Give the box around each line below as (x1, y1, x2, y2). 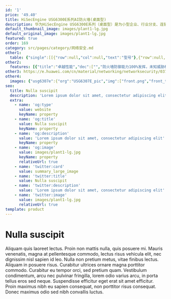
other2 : (5, 60, 22, 65)
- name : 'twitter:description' (14, 183, 81, 188)
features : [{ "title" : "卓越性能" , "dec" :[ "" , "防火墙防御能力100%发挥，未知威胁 (10, 64, 165, 69)
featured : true (5, 36, 38, 41)
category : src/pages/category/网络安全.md (5, 45, 94, 51)
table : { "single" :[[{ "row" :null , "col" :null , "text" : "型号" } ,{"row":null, (10, 55, 166, 60)
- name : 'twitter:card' (14, 164, 65, 169)
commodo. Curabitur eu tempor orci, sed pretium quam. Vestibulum (5, 267, 147, 273)
